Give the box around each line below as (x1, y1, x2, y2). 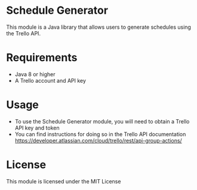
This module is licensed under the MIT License (6, 177, 121, 185)
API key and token (14, 124, 60, 131)
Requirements (6, 51, 78, 65)
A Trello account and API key (14, 77, 87, 84)
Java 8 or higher (14, 70, 56, 78)
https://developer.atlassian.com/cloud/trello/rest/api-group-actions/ (14, 137, 182, 144)
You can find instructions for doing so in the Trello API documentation (14, 130, 186, 138)
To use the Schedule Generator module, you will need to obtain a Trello (14, 117, 190, 125)
